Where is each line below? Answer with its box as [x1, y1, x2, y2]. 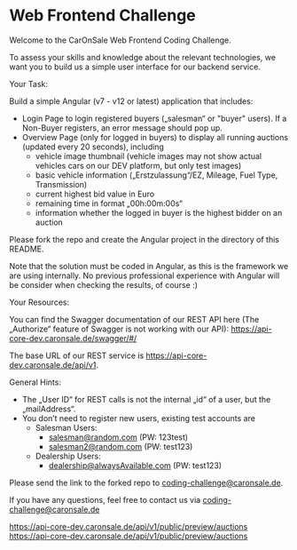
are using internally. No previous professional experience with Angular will [9, 270, 280, 281]
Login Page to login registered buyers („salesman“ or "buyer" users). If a [21, 113, 287, 124]
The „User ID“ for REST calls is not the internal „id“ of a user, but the [21, 394, 271, 404]
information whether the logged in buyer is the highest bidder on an [35, 207, 283, 218]
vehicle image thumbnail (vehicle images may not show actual [35, 150, 262, 161]
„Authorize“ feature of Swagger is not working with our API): [9, 323, 229, 334]
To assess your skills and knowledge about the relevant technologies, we [9, 52, 277, 62]
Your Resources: [9, 297, 69, 307]
